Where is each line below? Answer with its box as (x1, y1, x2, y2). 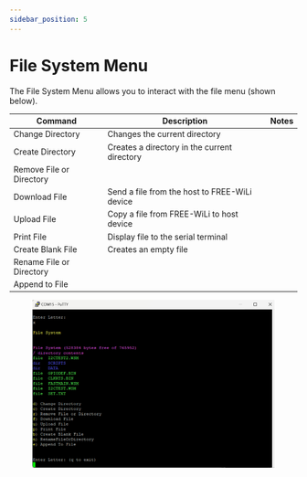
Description (162, 115, 208, 127)
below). (9, 95, 38, 106)
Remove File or (13, 164, 70, 175)
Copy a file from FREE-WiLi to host (107, 208, 239, 219)
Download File (13, 191, 68, 202)
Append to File (13, 279, 69, 290)
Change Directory (13, 129, 80, 140)
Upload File (13, 213, 57, 224)
